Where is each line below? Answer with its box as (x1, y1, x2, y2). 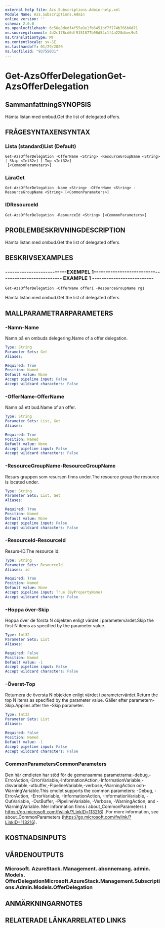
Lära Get (5, 174, 25, 181)
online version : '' (5, 16, 45, 21)
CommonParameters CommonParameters (5, 760, 107, 767)
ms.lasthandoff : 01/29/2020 (5, 44, 63, 49)
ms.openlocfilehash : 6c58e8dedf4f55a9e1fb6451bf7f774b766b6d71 (5, 26, 138, 31)
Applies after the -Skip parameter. (15, 703, 84, 709)
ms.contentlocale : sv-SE (5, 40, 56, 45)
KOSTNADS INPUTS (5, 834, 67, 842)
